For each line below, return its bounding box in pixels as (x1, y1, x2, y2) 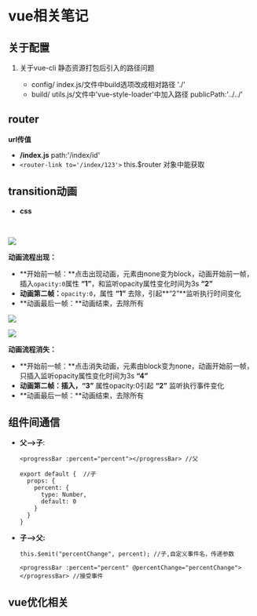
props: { (27, 477, 56, 485)
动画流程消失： (8, 344, 57, 354)
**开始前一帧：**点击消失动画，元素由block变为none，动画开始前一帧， (19, 361, 254, 370)
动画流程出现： (8, 252, 57, 261)
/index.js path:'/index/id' (19, 150, 101, 159)
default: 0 (40, 498, 77, 506)
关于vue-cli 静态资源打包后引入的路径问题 (19, 64, 155, 72)
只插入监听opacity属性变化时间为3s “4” (19, 370, 149, 381)
